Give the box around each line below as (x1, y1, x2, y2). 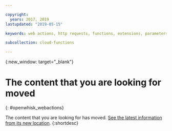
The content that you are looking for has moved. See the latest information (5, 115, 162, 121)
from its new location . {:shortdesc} (5, 120, 78, 126)
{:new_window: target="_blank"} (5, 59, 74, 65)
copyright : (5, 12, 29, 17)
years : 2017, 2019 (10, 16, 50, 22)
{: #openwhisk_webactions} (5, 105, 64, 111)
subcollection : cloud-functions (5, 40, 74, 45)
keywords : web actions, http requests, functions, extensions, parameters (5, 31, 168, 36)
